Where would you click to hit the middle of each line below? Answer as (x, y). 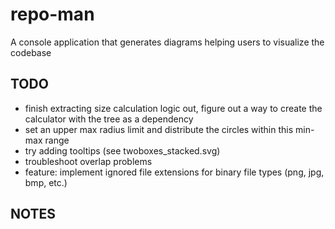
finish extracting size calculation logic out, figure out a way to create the (173, 108)
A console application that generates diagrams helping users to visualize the (167, 42)
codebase (31, 52)
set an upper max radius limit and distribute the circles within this (159, 129)
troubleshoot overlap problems (88, 161)
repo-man (52, 14)
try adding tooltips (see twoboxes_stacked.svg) (122, 150)
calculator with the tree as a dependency (109, 119)
